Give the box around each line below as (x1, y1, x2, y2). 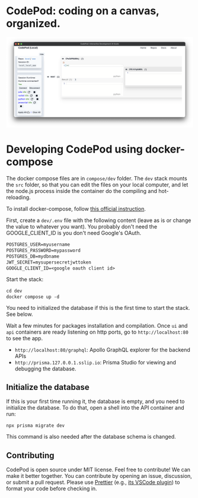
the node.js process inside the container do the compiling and (6, 187, 158, 194)
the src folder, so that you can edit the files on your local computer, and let (6, 181, 189, 188)
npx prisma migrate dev (6, 423, 65, 429)
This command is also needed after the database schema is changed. (6, 433, 176, 440)
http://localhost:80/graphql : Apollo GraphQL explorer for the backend (14, 346, 191, 353)
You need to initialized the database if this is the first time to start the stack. (6, 304, 190, 311)
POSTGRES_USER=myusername (6, 242, 70, 248)
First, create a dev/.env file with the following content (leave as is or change (6, 217, 191, 224)
